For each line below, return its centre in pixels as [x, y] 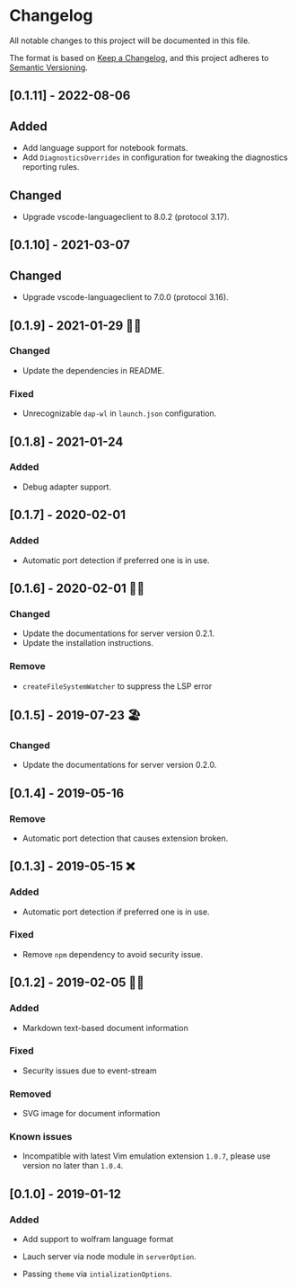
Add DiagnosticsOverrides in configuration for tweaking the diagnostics [155, 157]
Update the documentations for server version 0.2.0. [119, 765]
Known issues [41, 1137]
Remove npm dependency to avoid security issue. [113, 954]
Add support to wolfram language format [98, 1239]
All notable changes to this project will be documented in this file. [130, 40]
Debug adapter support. [67, 487]
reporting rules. [51, 167]
